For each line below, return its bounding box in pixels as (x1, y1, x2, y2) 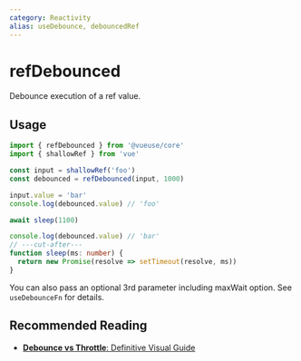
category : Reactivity (9, 13, 92, 23)
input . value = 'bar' (9, 190, 88, 200)
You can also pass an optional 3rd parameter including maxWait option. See (9, 282, 293, 293)
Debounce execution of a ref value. (9, 91, 141, 102)
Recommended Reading (9, 318, 148, 334)
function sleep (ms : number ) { (9, 249, 124, 259)
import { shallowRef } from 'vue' (9, 150, 141, 159)
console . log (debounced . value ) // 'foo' (9, 199, 160, 209)
